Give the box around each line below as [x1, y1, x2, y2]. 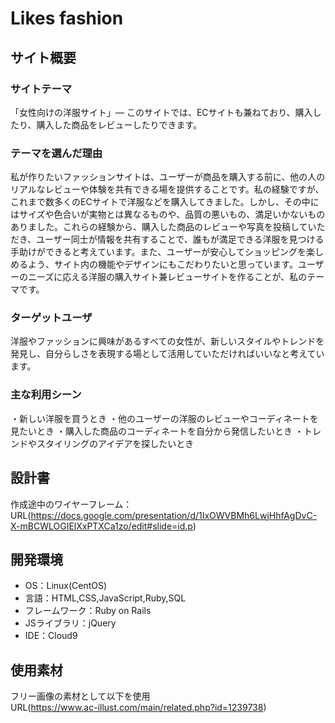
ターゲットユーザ [10, 311, 93, 325]
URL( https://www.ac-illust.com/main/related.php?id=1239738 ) [10, 702, 267, 714]
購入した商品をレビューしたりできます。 [36, 118, 203, 131]
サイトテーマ [10, 82, 73, 96]
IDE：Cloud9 [24, 630, 78, 642]
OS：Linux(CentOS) [24, 580, 108, 592]
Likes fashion [10, 7, 124, 30]
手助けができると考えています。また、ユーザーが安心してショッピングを [10, 246, 307, 258]
